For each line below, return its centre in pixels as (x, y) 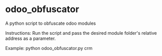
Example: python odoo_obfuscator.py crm (49, 48)
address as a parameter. (31, 38)
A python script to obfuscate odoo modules (51, 23)
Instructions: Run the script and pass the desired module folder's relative (81, 33)
